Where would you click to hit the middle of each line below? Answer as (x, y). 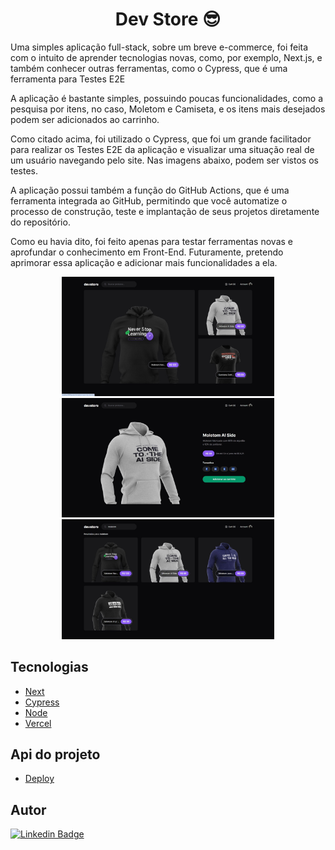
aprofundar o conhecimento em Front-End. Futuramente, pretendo (147, 252)
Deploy (39, 779)
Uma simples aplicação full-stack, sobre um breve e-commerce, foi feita (159, 47)
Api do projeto (55, 754)
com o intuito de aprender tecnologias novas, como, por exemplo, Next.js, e (166, 57)
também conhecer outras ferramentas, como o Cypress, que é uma (149, 68)
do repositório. (40, 222)
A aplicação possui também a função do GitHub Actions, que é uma (150, 190)
